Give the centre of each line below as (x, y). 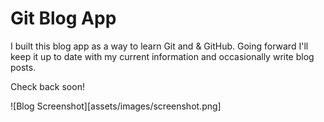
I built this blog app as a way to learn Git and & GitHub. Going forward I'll (159, 46)
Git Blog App (63, 18)
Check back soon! (47, 86)
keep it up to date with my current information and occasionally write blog (162, 56)
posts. (23, 67)
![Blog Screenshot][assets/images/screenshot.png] (116, 106)
